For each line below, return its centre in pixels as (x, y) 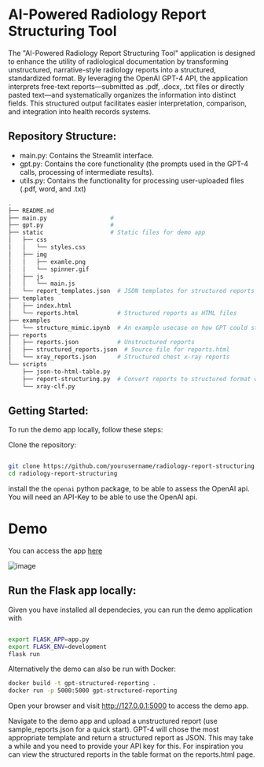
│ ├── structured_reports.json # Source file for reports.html (119, 350)
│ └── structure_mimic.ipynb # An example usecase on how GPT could (128, 328)
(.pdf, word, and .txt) (53, 189)
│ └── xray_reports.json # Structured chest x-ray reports (119, 357)
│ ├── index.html (40, 306)
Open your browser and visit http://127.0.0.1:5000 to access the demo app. (128, 706)
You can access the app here (55, 550)
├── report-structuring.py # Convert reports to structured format (137, 379)
